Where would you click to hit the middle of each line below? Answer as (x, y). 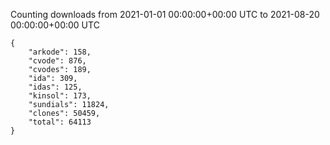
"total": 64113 (60, 122)
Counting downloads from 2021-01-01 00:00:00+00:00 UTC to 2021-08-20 (165, 14)
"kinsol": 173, (60, 96)
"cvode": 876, (57, 61)
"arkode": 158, (60, 52)
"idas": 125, (55, 87)
